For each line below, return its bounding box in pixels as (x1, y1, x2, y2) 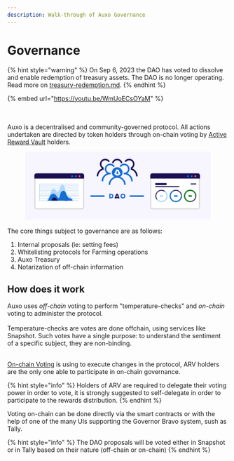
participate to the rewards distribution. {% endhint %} (7, 396, 163, 405)
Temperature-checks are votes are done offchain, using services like (7, 324, 206, 333)
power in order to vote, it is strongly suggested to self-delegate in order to (7, 389, 221, 397)
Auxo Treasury (17, 255, 60, 264)
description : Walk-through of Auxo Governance (7, 11, 146, 18)
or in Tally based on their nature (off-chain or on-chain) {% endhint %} (7, 446, 212, 454)
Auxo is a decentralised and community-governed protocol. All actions (7, 123, 211, 131)
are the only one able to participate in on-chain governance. (7, 368, 181, 376)
